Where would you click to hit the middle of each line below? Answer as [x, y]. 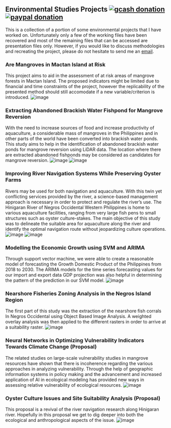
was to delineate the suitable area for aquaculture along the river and [78, 223]
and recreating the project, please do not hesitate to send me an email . [80, 51]
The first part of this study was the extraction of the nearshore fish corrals [83, 311]
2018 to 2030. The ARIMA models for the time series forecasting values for [84, 270]
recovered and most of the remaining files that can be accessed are [77, 40]
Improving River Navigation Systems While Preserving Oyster [83, 174]
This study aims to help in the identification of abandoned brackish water [82, 144]
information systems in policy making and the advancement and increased [83, 374]
